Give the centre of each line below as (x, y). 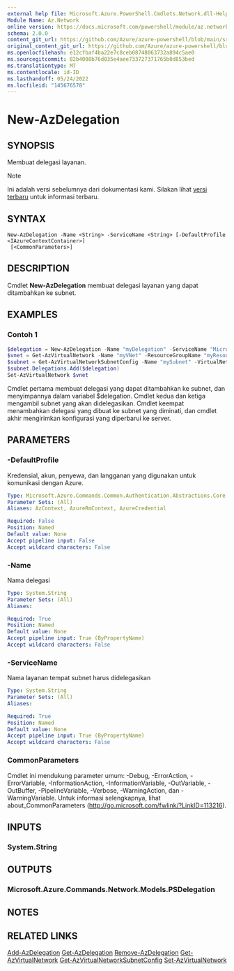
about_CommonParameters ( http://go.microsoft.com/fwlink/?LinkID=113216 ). (117, 805)
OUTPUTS (30, 870)
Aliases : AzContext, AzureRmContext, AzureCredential (87, 509)
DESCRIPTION (38, 269)
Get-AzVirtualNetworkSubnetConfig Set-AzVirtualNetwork (143, 960)
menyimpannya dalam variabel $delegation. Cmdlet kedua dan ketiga (107, 396)
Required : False (31, 522)
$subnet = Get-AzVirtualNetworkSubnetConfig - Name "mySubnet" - (102, 362)
